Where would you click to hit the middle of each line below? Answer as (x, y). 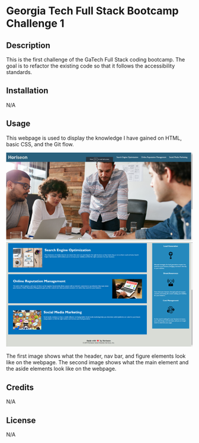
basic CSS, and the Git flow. (40, 144)
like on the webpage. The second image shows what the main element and (97, 362)
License (21, 420)
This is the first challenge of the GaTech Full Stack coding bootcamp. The (96, 60)
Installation (27, 91)
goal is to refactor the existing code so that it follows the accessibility (91, 66)
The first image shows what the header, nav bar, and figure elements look (96, 356)
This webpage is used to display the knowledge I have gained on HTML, (94, 138)
